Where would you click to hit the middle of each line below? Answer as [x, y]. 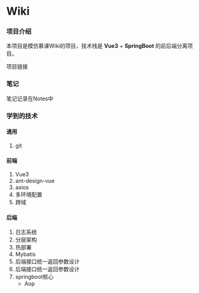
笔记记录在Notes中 [30, 98]
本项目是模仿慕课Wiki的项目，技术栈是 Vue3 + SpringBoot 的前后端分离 [97, 46]
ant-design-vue [35, 181]
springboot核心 [34, 277]
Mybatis [25, 254]
